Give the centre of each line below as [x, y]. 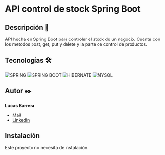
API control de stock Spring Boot [73, 9]
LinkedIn [21, 120]
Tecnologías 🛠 [28, 60]
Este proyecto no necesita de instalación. [47, 148]
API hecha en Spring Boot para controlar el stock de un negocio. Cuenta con [83, 39]
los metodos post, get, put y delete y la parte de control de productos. [76, 44]
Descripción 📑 [27, 27]
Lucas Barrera [20, 105]
